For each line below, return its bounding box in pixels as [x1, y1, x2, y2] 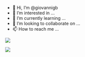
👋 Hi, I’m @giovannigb [12, 5, 58, 10]
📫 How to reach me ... [12, 26, 59, 32]
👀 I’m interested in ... [12, 10, 55, 16]
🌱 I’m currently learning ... [12, 15, 66, 21]
